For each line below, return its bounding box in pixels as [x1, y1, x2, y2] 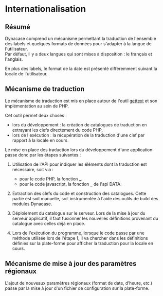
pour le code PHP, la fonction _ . [19, 176, 83, 182]
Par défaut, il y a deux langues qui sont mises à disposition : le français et [5, 51, 152, 57]
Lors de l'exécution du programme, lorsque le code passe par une [12, 230, 145, 236]
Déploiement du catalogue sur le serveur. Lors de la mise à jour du [12, 210, 145, 216]
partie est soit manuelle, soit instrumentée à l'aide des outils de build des [12, 195, 159, 201]
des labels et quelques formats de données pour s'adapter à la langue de [5, 41, 152, 47]
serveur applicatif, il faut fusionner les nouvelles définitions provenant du [12, 215, 159, 221]
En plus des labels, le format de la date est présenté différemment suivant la [5, 66, 157, 71]
